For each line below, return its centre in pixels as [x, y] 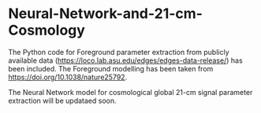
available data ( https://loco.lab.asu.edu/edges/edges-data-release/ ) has [125, 60]
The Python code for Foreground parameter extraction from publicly [119, 52]
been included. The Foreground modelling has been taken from [111, 68]
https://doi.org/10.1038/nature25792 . [68, 77]
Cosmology [47, 30]
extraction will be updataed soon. [62, 100]
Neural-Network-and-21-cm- [106, 14]
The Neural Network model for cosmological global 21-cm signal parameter [130, 92]
